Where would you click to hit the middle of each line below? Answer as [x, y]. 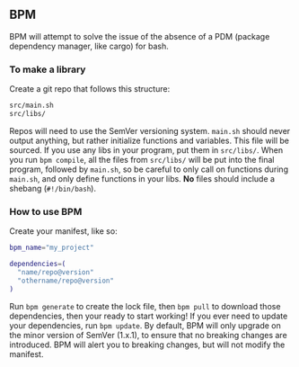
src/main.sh [31, 106]
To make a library [48, 69]
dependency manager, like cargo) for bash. [89, 46]
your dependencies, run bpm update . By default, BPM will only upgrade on [145, 325]
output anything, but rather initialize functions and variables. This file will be [149, 140]
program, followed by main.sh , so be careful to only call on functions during [149, 169]
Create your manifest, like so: [64, 231]
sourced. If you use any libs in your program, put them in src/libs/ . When [146, 150]
